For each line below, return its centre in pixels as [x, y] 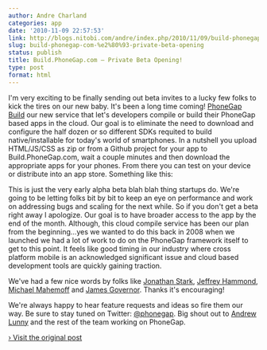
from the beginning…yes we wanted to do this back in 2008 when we [122, 231]
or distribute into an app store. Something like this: [91, 174]
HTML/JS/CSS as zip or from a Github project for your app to [108, 148]
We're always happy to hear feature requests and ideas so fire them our [126, 305]
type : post [26, 68]
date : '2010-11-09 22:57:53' [56, 30]
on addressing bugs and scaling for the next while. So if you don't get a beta [133, 206]
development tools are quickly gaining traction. [85, 265]
